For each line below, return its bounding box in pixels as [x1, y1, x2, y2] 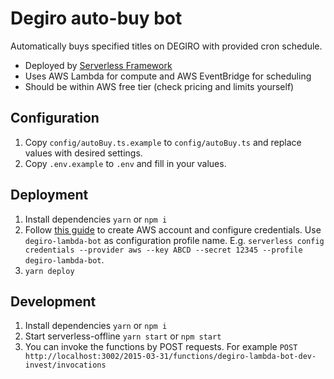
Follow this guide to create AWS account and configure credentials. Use [24, 223, 322, 236]
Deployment [10, 187, 89, 204]
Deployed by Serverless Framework [24, 59, 173, 71]
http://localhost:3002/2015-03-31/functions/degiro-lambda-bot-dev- [24, 352, 317, 362]
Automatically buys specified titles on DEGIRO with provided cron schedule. [10, 40, 323, 52]
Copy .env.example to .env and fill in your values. [24, 157, 227, 169]
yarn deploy [24, 266, 75, 276]
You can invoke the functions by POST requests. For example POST [24, 341, 298, 353]
